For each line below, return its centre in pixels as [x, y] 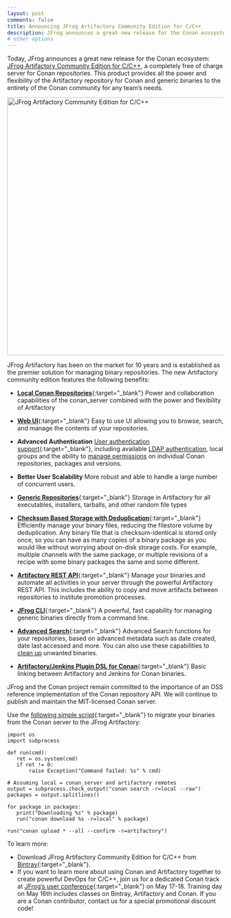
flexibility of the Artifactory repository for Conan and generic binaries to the [114, 80]
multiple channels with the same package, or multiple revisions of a [112, 555]
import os [21, 735]
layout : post [26, 13]
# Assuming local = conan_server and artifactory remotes [92, 783]
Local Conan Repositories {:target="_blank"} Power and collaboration [115, 393]
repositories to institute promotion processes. [81, 597]
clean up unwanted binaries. [57, 653]
